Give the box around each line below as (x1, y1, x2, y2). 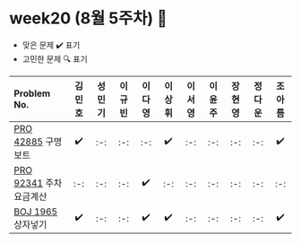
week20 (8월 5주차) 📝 (9, 8, 168, 29)
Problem (13, 87, 51, 100)
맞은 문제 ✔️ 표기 (21, 39, 81, 50)
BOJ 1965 (13, 205, 58, 218)
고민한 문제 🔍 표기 (21, 53, 88, 64)
